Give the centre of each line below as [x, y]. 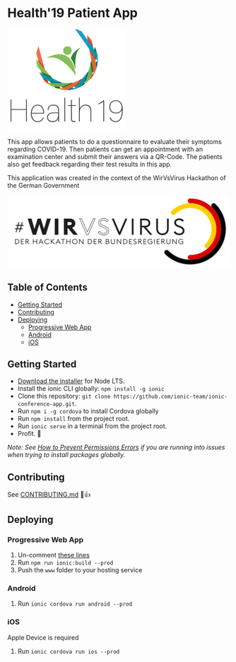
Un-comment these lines [53, 555]
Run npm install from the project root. [73, 419]
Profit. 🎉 [29, 434]
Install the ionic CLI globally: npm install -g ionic [91, 389]
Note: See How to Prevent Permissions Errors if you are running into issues [116, 447]
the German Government [43, 185]
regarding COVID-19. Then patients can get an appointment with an [105, 149]
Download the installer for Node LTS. [71, 381]
